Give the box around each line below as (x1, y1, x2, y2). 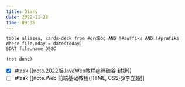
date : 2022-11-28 (6, 14, 49, 20)
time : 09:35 (6, 19, 35, 25)
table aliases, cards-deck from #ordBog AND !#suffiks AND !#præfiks (6, 36, 180, 42)
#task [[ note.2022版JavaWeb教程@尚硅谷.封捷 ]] (14, 67, 132, 74)
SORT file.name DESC (6, 46, 57, 52)
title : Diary (6, 8, 38, 15)
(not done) (6, 56, 33, 62)
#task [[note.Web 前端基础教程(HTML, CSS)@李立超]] (14, 75, 145, 82)
